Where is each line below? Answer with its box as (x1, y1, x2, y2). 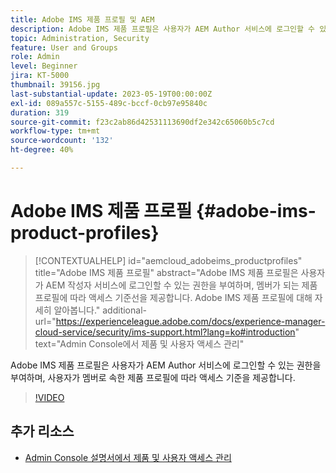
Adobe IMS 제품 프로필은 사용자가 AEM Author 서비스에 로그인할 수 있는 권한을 (10, 359, 322, 371)
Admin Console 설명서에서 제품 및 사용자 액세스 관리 (24, 451, 232, 463)
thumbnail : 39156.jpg (10, 80, 101, 90)
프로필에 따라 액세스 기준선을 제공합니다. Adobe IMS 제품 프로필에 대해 (34, 291, 313, 303)
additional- (102, 304, 147, 316)
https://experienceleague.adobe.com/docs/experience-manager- (55, 315, 326, 327)
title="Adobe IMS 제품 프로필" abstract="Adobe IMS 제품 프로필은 (34, 266, 299, 278)
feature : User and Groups (10, 42, 118, 53)
